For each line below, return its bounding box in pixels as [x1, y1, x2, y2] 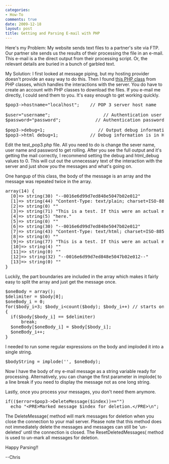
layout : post [5, 26, 33, 31]
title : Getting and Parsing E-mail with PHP [5, 31, 100, 36]
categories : [5, 7, 30, 13]
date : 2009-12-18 [5, 21, 42, 27]
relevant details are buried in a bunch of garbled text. [5, 61, 116, 67]
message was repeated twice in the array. [5, 178, 92, 184]
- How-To [5, 12, 24, 17]
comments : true [5, 17, 37, 22]
